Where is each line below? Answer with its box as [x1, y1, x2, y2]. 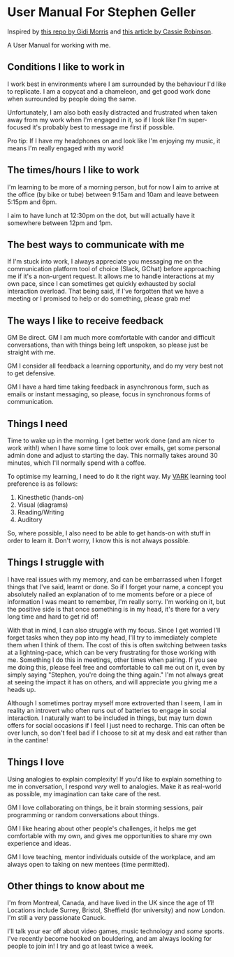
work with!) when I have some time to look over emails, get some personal [7, 444, 221, 452]
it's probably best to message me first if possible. [32, 123, 175, 131]
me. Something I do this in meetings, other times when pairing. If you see [7, 655, 218, 664]
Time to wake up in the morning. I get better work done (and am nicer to [7, 436, 215, 445]
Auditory [17, 515, 43, 524]
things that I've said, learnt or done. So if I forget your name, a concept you [7, 582, 224, 591]
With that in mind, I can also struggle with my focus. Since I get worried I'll [7, 626, 221, 634]
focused [7, 123, 31, 131]
